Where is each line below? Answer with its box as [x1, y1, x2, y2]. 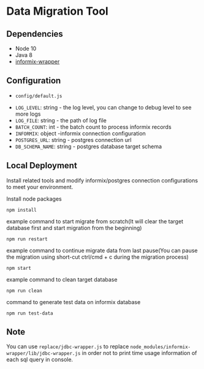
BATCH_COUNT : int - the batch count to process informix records [15, 123, 172, 130]
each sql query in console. [6, 356, 74, 363]
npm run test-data [6, 310, 53, 316]
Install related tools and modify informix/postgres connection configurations [6, 176, 198, 184]
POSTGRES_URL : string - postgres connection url [15, 136, 132, 143]
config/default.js [15, 93, 62, 99]
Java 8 [15, 51, 32, 59]
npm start [6, 265, 32, 271]
